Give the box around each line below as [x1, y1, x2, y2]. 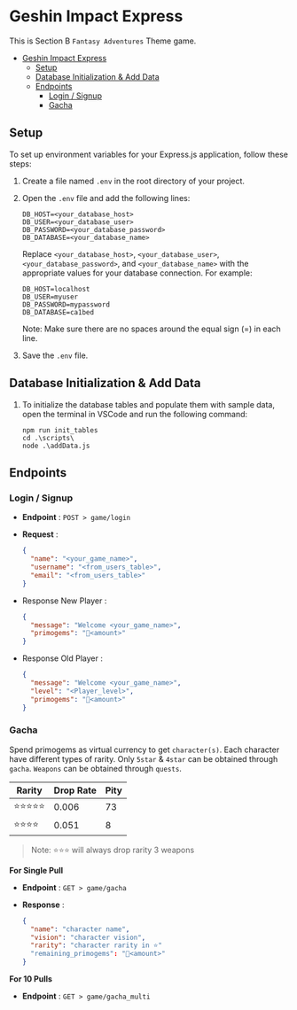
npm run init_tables [21, 425, 98, 435]
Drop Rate [53, 784, 98, 796]
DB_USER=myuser [21, 292, 79, 301]
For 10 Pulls [9, 974, 53, 984]
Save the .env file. [21, 350, 89, 361]
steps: [9, 158, 32, 169]
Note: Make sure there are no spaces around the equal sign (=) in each [21, 323, 281, 334]
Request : [21, 529, 59, 540]
